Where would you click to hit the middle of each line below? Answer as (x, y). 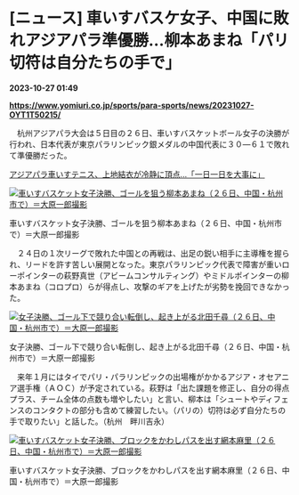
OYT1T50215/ (35, 114)
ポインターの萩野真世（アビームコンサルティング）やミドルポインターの (149, 275)
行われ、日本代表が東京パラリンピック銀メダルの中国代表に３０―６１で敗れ (149, 144)
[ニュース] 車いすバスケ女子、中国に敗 (149, 18)
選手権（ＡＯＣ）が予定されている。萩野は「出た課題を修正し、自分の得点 (153, 387)
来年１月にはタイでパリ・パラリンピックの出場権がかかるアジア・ (137, 377)
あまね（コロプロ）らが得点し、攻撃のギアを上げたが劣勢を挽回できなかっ (153, 287)
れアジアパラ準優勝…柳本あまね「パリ (149, 41)
